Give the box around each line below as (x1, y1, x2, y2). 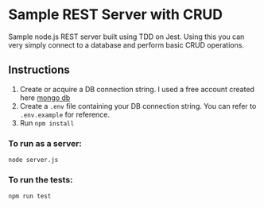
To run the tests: (8, 174, 73, 185)
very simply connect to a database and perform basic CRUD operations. (8, 40, 245, 49)
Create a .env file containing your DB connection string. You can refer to (19, 101, 257, 110)
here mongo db (19, 93, 71, 102)
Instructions (8, 64, 70, 77)
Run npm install (19, 117, 75, 128)
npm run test (8, 192, 52, 200)
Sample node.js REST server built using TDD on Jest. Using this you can (8, 32, 245, 41)
